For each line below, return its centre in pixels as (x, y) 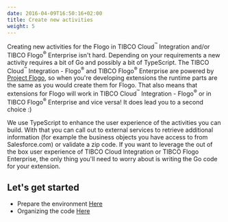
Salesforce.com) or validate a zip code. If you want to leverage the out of (110, 144)
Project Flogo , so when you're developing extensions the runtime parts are (112, 78)
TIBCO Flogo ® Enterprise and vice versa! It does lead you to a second (105, 101)
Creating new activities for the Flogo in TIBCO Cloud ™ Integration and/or (109, 46)
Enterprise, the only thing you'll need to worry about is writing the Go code (112, 158)
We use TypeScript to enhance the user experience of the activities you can (114, 122)
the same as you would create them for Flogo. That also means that (102, 85)
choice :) (20, 109)
